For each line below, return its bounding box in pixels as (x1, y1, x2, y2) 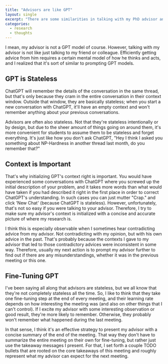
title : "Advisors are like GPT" (5, 7, 72, 12)
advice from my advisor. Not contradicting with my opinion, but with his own (5, 230, 162, 236)
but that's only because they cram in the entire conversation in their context (5, 93, 161, 99)
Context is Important (5, 160, 71, 168)
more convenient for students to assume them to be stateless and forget (5, 129, 154, 135)
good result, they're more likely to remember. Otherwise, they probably (5, 311, 151, 317)
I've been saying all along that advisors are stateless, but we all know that (5, 285, 157, 291)
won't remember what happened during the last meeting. (5, 317, 122, 323)
